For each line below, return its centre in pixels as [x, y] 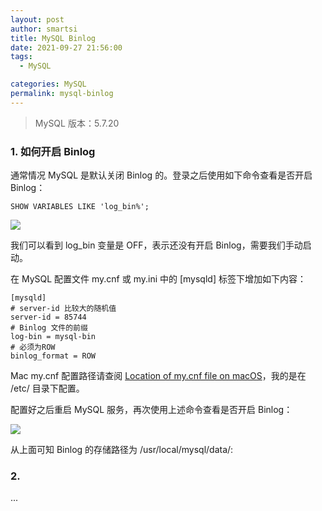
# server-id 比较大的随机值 [63, 309]
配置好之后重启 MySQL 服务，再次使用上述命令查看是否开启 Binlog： [151, 410]
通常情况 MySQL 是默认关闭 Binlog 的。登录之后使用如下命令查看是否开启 [161, 175]
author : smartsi [44, 29]
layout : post [37, 19]
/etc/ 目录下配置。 [47, 388]
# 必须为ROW [33, 347]
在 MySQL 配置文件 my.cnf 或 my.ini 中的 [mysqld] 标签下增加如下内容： [158, 279]
